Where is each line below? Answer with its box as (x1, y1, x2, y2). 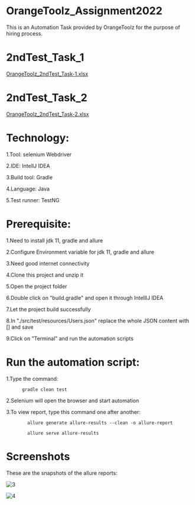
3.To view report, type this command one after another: (6, 408, 141, 415)
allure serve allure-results (27, 430, 99, 436)
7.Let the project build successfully (6, 306, 91, 313)
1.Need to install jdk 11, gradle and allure (6, 237, 103, 244)
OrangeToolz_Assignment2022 (6, 4, 162, 18)
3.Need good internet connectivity (6, 260, 90, 267)
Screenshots (6, 449, 70, 463)
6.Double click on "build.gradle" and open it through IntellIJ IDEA (6, 294, 164, 301)
